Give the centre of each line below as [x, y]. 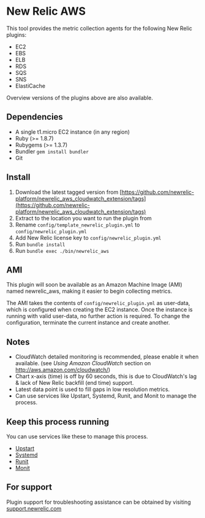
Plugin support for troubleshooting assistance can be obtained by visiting [99, 502]
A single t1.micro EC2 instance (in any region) [73, 132]
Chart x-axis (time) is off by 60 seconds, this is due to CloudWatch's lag [106, 376]
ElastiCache [30, 86]
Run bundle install [40, 244]
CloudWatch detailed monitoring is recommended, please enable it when [107, 357]
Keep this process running [58, 422]
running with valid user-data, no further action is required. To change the [98, 316]
